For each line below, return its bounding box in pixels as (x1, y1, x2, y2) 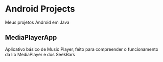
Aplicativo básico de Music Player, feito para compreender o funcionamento (5, 46, 159, 52)
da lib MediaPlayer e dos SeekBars (5, 51, 75, 57)
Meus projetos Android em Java (5, 19, 70, 25)
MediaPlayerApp (5, 33, 57, 42)
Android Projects (5, 3, 75, 15)
